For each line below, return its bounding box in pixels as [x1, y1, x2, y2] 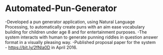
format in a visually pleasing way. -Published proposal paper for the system [5, 39, 156, 45]
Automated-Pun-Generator [5, 3, 117, 14]
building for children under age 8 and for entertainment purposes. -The [5, 29, 147, 35]
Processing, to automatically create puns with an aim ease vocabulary [5, 24, 145, 29]
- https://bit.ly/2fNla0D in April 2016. [5, 44, 78, 50]
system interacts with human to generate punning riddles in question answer [5, 34, 158, 40]
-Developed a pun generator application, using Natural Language [5, 19, 135, 25]
